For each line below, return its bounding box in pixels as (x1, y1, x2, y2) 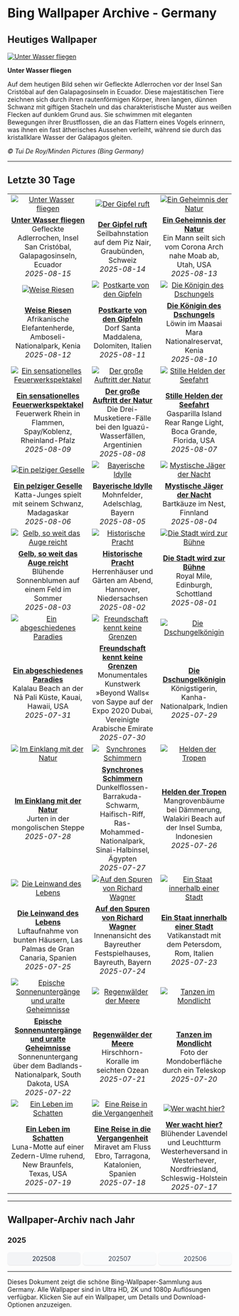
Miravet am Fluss (94, 1142, 152, 1152)
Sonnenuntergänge (14, 1025, 82, 1035)
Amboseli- (29, 332, 66, 342)
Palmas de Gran (21, 943, 75, 953)
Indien (206, 701, 228, 711)
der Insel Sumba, (166, 822, 223, 832)
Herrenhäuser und (92, 566, 154, 576)
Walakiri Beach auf (162, 814, 225, 824)
